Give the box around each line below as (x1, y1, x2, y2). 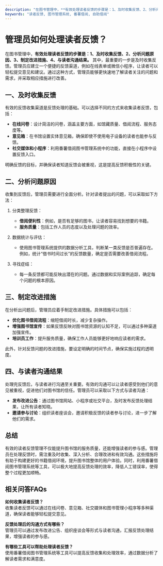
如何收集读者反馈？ (5, 499, 44, 505)
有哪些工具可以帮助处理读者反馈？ (5, 544, 73, 549)
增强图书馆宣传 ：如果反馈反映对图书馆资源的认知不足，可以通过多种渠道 (12, 323, 157, 329)
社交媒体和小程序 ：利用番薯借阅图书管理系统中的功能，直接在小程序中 (12, 145, 153, 151)
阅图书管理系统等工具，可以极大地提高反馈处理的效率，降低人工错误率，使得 (5, 463, 158, 469)
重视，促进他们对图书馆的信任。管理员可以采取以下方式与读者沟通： (13, 387, 149, 393)
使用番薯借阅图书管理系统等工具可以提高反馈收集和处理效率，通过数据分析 (5, 550, 154, 556)
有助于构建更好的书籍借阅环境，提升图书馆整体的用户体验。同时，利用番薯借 (5, 457, 158, 463)
